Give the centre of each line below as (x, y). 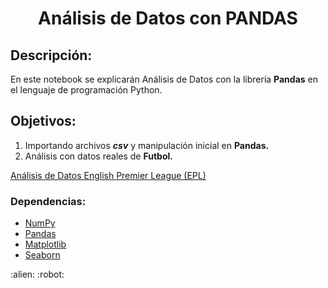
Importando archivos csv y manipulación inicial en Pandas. (147, 145)
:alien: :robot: (37, 274)
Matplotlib (45, 244)
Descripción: (51, 55)
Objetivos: (43, 121)
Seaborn (42, 255)
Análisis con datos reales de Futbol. (98, 156)
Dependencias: (48, 201)
